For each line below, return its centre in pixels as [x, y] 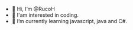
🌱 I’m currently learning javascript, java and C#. [69, 21]
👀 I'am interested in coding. [45, 15]
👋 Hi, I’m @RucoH [33, 9]
